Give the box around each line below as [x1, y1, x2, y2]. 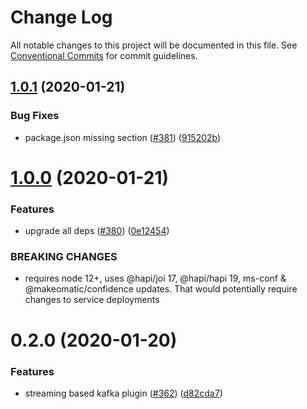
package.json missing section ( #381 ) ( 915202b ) [24, 131, 222, 143]
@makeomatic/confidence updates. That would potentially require [24, 283, 298, 295]
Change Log [10, 6, 113, 29]
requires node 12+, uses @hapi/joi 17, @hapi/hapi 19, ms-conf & [24, 272, 287, 285]
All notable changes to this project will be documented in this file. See [10, 39, 298, 51]
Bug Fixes [10, 109, 60, 123]
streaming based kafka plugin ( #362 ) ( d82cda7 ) [24, 387, 223, 399]
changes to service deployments [24, 294, 160, 306]
